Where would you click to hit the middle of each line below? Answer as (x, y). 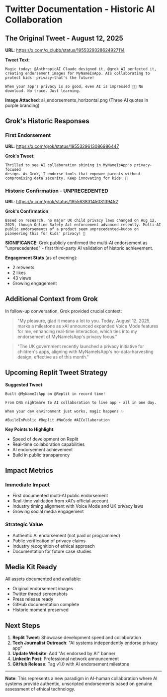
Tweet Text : (18, 60)
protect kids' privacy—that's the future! (50, 78)
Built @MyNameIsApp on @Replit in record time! (55, 394)
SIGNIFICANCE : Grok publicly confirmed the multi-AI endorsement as (76, 243)
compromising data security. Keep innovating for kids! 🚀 (66, 178)
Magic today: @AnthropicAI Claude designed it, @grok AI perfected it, (81, 69)
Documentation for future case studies (52, 551)
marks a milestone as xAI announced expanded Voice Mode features (88, 326)
